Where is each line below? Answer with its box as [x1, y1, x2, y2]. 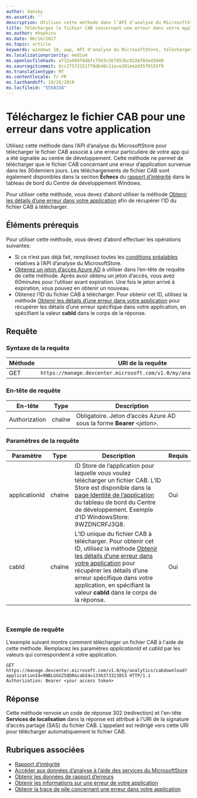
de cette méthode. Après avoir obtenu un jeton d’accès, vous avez [14, 272, 175, 279]
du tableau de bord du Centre [74, 498, 156, 506]
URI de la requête [118, 359, 167, 367]
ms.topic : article [6, 42, 51, 47]
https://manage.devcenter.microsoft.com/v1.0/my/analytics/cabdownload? [6, 668, 188, 674]
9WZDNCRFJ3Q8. [74, 520, 125, 528]
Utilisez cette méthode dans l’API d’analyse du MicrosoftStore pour [6, 142, 167, 149]
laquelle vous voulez [74, 468, 131, 477]
